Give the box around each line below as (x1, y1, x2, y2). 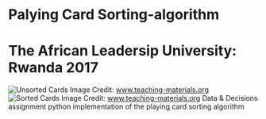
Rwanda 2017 (8, 59, 99, 77)
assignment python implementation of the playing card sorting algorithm (8, 102, 245, 112)
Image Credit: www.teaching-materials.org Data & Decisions (61, 94, 258, 103)
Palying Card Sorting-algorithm (8, 6, 220, 24)
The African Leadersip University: (8, 42, 237, 60)
